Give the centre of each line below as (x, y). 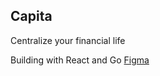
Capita (31, 16)
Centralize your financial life (68, 40)
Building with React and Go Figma (80, 60)
